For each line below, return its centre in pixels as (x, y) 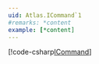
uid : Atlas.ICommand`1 (45, 15)
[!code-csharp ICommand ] (50, 52)
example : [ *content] (42, 30)
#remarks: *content (40, 23)
